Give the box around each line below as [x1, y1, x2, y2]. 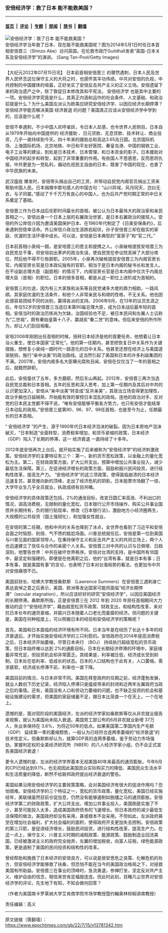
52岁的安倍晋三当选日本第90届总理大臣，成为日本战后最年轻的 [22, 304, 152, 310]
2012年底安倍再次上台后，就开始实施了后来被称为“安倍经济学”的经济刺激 [5, 446, 155, 452]
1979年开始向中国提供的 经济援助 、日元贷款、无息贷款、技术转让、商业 [9, 130, 157, 136]
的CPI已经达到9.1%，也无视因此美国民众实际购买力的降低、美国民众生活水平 [5, 764, 162, 771]
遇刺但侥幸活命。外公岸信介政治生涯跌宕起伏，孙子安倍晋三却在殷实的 [9, 226, 154, 232]
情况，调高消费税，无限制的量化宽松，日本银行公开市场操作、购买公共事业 [5, 501, 158, 507]
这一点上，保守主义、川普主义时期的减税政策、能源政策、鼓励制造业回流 [5, 831, 154, 837]
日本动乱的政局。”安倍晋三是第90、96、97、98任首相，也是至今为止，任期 [5, 406, 158, 412]
